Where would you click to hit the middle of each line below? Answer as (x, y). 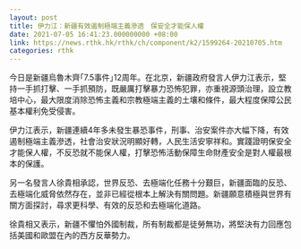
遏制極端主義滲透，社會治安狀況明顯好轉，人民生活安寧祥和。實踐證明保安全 (150, 142)
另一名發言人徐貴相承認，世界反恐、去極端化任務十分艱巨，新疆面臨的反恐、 (150, 183)
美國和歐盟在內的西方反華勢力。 (76, 236)
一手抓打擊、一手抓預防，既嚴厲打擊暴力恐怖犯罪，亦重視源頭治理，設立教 (154, 89)
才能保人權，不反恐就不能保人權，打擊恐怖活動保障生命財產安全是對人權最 (146, 152)
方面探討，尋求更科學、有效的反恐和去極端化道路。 (111, 205)
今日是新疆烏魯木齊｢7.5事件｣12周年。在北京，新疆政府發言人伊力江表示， (144, 78)
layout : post (34, 17)
